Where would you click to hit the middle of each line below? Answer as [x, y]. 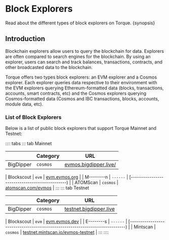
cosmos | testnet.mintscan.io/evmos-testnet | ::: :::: [57, 232]
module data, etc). [24, 104]
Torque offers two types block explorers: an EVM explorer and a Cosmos [81, 77]
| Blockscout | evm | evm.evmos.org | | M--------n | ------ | [67, 177]
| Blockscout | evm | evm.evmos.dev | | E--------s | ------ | [66, 222]
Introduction [25, 39]
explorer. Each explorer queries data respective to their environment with [81, 82]
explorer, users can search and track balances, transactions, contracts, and [84, 62]
